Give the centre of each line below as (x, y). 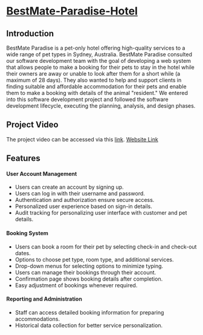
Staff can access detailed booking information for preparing (89, 312)
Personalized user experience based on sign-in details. (83, 206)
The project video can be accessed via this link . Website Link (82, 139)
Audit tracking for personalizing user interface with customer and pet (101, 213)
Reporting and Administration (44, 299)
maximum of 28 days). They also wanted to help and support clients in (94, 80)
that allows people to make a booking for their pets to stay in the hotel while (101, 67)
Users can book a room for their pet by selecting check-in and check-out (106, 247)
